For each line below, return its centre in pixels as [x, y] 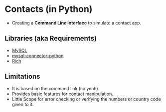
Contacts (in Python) [49, 9]
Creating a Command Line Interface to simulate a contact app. [77, 23]
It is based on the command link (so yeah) [55, 88]
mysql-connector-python [38, 56]
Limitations [22, 77]
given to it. [23, 104]
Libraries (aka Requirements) [51, 38]
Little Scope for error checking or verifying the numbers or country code [86, 99]
